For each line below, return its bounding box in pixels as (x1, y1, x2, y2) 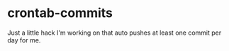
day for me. (7, 35, 41, 44)
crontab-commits (7, 5, 113, 21)
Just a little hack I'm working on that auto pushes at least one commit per (7, 28, 222, 37)
